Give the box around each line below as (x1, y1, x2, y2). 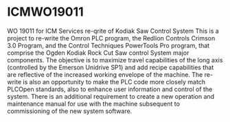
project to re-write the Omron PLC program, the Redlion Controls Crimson (7, 34, 216, 42)
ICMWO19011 (7, 4, 84, 20)
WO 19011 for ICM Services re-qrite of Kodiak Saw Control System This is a (7, 27, 220, 35)
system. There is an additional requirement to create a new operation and (7, 92, 215, 100)
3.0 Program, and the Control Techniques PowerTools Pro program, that (7, 41, 210, 49)
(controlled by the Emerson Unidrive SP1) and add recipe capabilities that (7, 63, 214, 71)
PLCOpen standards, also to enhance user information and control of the (7, 85, 213, 93)
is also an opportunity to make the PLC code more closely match (23, 77, 206, 86)
